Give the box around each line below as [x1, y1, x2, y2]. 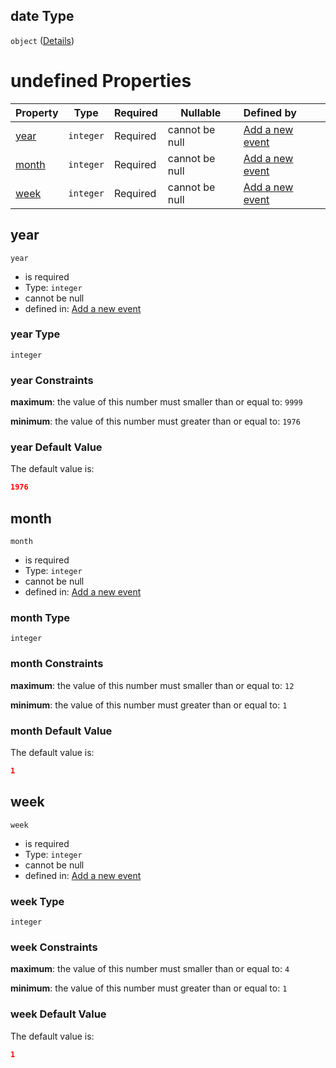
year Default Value [10, 440, 103, 454]
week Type [10, 894, 65, 908]
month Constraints [10, 657, 104, 671]
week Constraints [10, 940, 98, 954]
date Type [10, 8, 75, 25]
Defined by [243, 105, 297, 119]
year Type [10, 327, 61, 341]
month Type [10, 611, 71, 625]
